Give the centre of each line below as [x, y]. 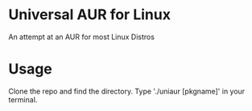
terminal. [23, 99]
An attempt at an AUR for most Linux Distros [82, 37]
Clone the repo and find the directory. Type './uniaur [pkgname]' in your [127, 91]
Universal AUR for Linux [90, 15]
